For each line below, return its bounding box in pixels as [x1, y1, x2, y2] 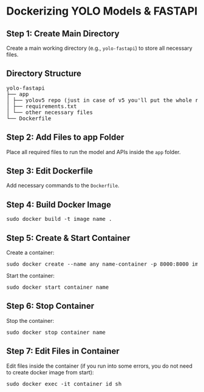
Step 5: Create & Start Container [6, 232, 131, 243]
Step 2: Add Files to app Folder [6, 132, 124, 143]
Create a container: [6, 249, 55, 256]
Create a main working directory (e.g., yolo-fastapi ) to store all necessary [6, 44, 192, 52]
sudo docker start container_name [6, 284, 109, 291]
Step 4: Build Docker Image [6, 199, 111, 210]
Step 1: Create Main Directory [6, 29, 120, 39]
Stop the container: [6, 317, 55, 324]
